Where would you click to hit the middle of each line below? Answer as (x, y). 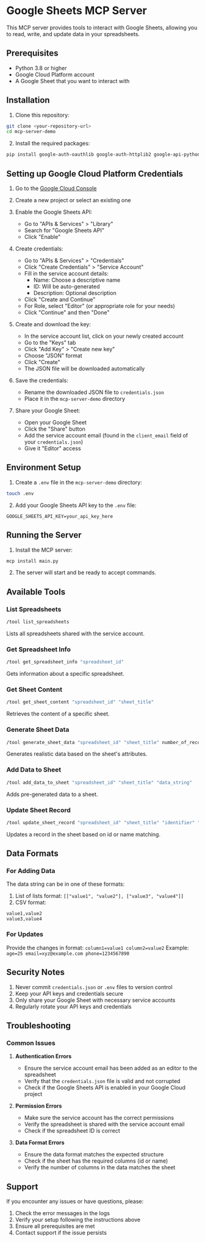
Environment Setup (44, 468)
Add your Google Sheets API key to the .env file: (76, 505)
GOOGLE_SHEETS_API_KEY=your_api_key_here (60, 516)
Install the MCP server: (44, 550)
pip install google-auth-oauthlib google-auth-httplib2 (79, 155)
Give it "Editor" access (52, 448)
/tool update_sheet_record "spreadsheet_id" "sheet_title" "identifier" (101, 822)
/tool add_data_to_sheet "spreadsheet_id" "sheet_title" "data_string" (99, 783)
